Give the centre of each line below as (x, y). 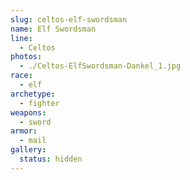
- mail (33, 141)
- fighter (39, 103)
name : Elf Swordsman (53, 29)
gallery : (28, 150)
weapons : (28, 112)
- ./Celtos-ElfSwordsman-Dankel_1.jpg (100, 66)
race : (21, 76)
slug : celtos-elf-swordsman (69, 19)
